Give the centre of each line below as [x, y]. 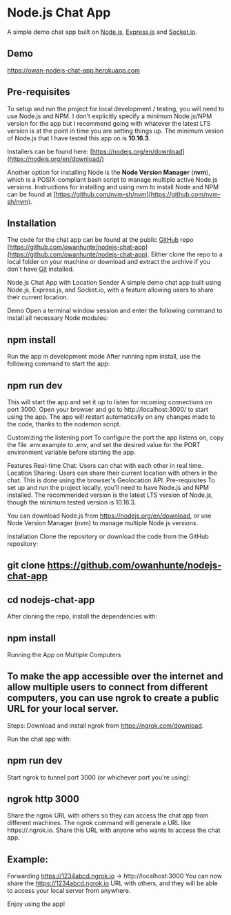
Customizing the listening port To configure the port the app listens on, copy [115, 437]
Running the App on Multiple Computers [64, 655]
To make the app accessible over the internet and [115, 676]
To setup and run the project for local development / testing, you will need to [116, 109]
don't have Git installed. [41, 269]
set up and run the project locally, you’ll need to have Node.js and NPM [108, 488]
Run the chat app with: [39, 739]
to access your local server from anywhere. [69, 891]
